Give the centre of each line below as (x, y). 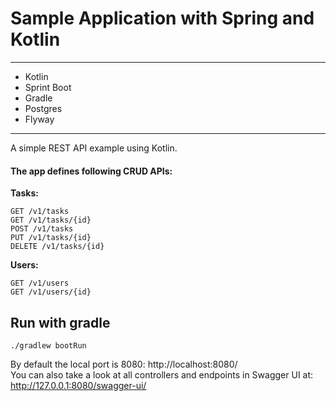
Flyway (39, 119)
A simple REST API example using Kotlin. (94, 148)
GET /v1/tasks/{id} (51, 220)
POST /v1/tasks (42, 229)
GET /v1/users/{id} (51, 292)
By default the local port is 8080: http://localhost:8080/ (124, 364)
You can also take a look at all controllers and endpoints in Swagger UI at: (162, 374)
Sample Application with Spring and (162, 18)
